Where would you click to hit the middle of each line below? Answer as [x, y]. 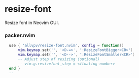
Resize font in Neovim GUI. [32, 23]
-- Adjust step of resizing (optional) [58, 59]
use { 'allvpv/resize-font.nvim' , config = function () [67, 46]
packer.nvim [20, 35]
